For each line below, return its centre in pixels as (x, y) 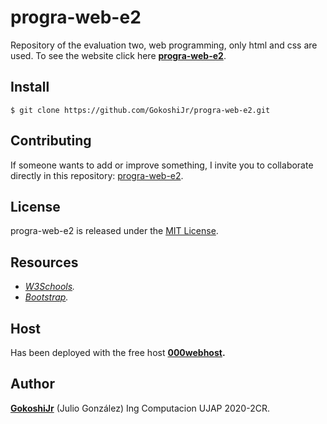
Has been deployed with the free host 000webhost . (118, 352)
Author (32, 384)
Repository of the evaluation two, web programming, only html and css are (164, 45)
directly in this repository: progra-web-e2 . (97, 175)
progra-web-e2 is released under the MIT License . (114, 231)
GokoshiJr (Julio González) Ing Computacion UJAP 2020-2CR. (140, 408)
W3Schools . (50, 287)
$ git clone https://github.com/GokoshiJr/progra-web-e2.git (140, 110)
